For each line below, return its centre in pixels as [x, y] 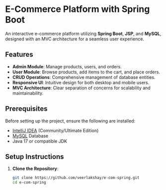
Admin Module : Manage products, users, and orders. [67, 66]
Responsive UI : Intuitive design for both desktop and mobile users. [81, 82]
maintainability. [28, 93]
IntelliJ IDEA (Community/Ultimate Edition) [55, 130]
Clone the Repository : [35, 169]
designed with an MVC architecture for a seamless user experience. [75, 39]
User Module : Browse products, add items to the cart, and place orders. [86, 72]
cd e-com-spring [29, 183]
